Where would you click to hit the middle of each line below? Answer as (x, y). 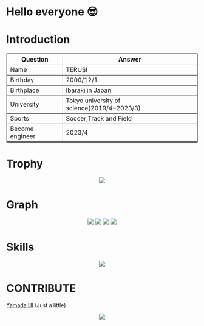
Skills (20, 247)
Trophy (25, 164)
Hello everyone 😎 (52, 12)
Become (22, 129)
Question (35, 60)
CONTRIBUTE (41, 289)
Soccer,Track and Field (99, 119)
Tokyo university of (93, 101)
